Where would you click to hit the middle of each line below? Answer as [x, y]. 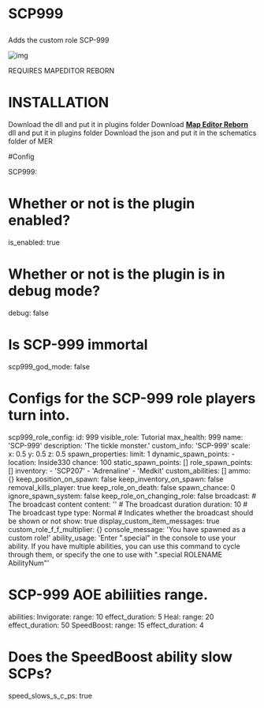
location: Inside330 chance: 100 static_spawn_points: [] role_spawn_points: [130, 462]
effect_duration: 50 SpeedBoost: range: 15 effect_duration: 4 [106, 625]
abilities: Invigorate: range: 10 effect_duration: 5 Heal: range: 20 [111, 616]
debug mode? [54, 291]
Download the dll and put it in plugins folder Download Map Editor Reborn [128, 125]
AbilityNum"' [29, 563]
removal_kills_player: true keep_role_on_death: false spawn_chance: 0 [122, 487]
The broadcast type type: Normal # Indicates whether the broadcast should [131, 512]
